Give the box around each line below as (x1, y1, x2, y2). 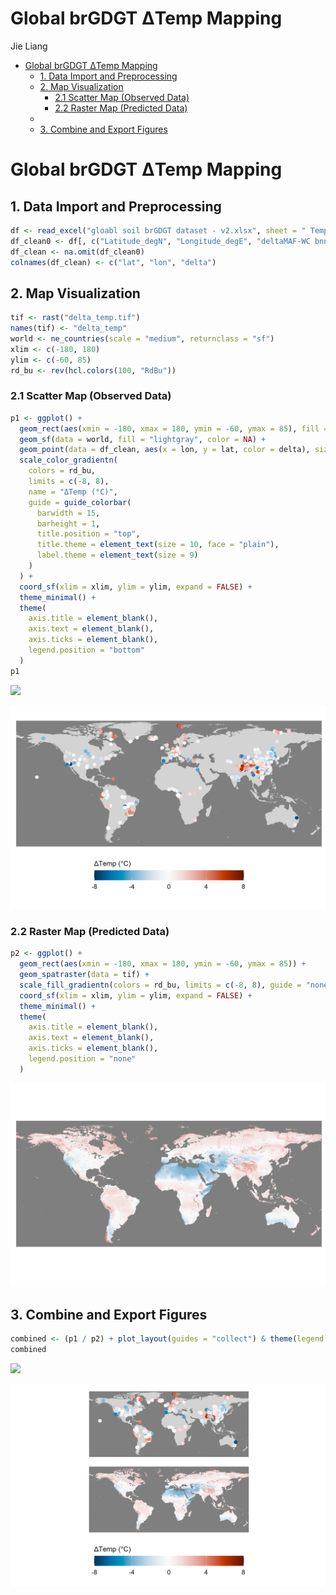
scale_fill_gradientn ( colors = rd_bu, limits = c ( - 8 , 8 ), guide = (19, 980, 302, 990)
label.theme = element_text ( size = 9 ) (36, 550, 199, 561)
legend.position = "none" (28, 1054, 137, 1064)
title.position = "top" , (36, 529, 141, 539)
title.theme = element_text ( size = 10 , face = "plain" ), (36, 540, 280, 550)
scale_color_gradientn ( (19, 455, 118, 466)
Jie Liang (10, 40, 48, 52)
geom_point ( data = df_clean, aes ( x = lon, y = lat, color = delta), (19, 445, 311, 455)
